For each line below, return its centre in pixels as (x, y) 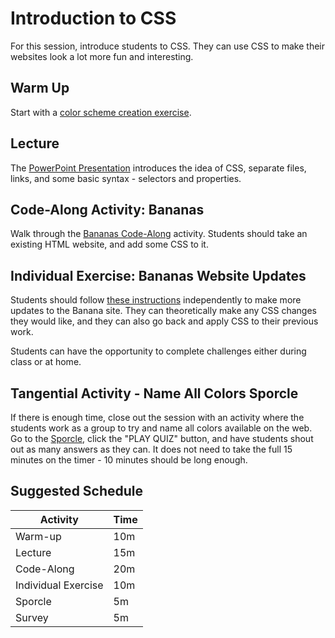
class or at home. (46, 362)
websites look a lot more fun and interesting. (102, 56)
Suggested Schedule (77, 491)
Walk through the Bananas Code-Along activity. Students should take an (159, 234)
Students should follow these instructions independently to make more (156, 300)
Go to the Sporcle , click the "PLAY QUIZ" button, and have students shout (162, 438)
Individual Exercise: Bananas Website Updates (158, 275)
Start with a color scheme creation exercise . (101, 112)
